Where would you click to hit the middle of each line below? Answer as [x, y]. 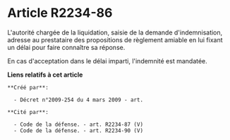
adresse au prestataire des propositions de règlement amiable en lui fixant [115, 39]
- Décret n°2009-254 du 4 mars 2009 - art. [78, 100]
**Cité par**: [28, 112]
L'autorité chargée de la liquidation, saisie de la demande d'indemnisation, [115, 32]
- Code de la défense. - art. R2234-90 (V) [78, 131]
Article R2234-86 [60, 13]
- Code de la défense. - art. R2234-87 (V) [78, 125]
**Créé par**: [28, 87]
